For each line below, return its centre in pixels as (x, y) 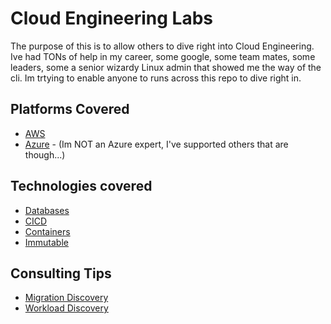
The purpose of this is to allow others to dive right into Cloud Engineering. (162, 46)
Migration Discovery (66, 298)
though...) (45, 154)
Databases (47, 210)
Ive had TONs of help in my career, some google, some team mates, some (163, 56)
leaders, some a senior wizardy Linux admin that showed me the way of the (166, 67)
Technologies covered (81, 186)
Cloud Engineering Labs (111, 18)
